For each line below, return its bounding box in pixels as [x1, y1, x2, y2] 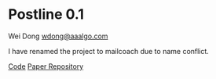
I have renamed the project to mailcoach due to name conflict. [8, 46, 210, 56]
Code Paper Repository [8, 61, 84, 71]
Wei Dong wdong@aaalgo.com [8, 31, 108, 41]
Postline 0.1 [8, 5, 84, 23]
